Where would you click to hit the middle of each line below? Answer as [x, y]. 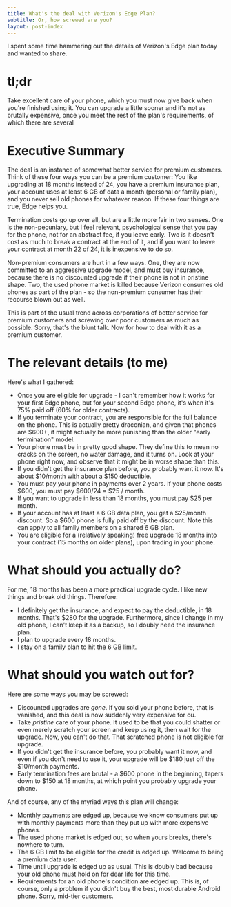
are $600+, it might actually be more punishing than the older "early [114, 432]
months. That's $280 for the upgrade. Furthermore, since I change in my [120, 618]
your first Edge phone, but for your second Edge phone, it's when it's [115, 403]
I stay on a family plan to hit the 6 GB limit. [77, 647]
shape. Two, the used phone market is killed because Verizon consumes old [115, 285]
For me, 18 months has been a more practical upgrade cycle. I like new [107, 589]
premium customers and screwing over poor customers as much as [103, 320]
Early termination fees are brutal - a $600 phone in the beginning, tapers [120, 774]
